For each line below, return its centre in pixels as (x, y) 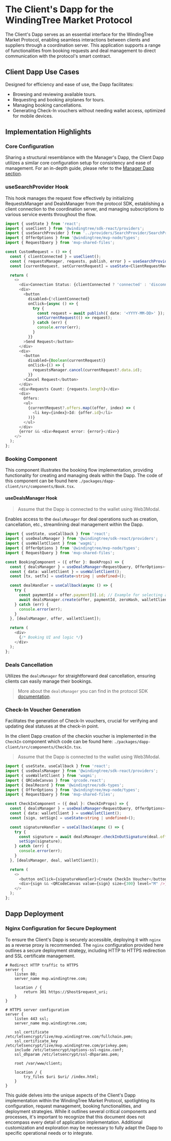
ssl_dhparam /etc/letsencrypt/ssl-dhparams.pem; (67, 1054)
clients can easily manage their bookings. (49, 681)
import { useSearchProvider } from (43, 233)
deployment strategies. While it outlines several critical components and (81, 1111)
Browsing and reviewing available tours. (54, 94)
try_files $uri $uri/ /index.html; (61, 1077)
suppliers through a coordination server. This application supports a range (83, 45)
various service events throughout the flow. (51, 214)
